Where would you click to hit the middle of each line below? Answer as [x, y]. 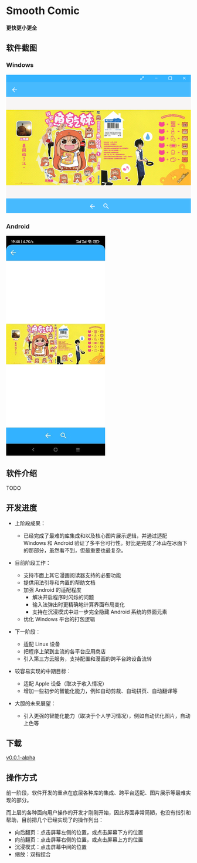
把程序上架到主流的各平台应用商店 [64, 651]
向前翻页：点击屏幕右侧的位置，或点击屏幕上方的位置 [79, 840]
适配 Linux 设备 [42, 644]
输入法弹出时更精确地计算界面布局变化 [78, 604]
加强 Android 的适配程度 [52, 589]
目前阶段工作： [33, 562]
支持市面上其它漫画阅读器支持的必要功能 [72, 575]
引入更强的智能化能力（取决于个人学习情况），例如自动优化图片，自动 [107, 715]
